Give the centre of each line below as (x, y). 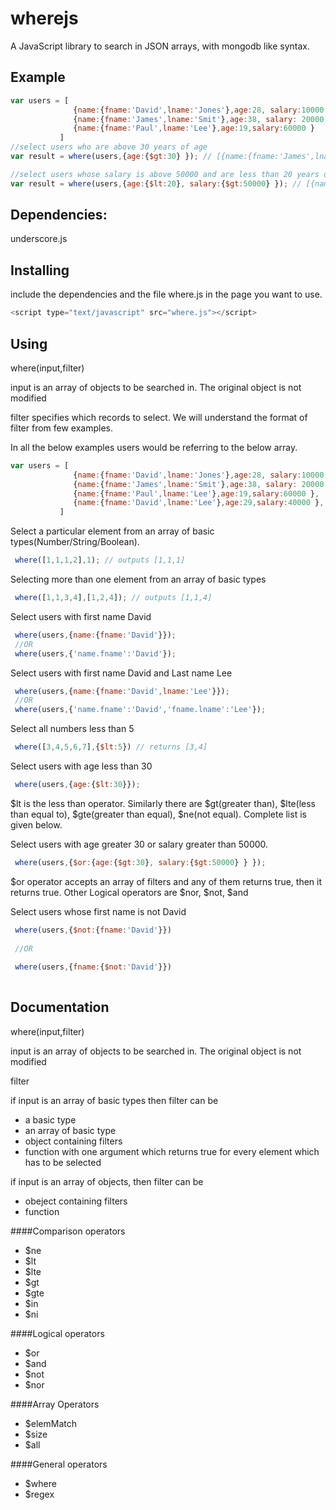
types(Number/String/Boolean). (75, 542)
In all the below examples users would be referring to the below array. (154, 447)
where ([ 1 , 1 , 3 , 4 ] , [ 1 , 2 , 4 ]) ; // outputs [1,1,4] (113, 598)
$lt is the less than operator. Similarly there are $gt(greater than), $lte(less (163, 803)
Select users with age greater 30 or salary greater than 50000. (139, 844)
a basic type (50, 1119)
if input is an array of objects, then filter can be (107, 1181)
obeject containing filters (76, 1201)
